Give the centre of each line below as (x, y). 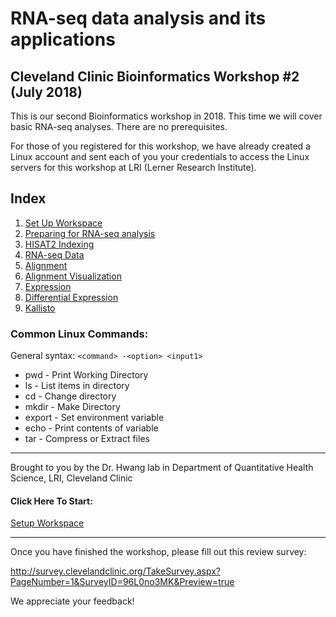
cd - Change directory (70, 396)
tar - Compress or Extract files (87, 439)
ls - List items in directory (77, 386)
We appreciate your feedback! (72, 601)
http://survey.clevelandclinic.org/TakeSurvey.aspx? (115, 571)
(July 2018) (46, 92)
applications (63, 39)
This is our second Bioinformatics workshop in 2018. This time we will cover (166, 116)
